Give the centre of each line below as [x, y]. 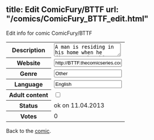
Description [29, 50]
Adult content [29, 95]
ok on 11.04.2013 [79, 105]
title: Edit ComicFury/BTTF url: [62, 10]
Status [29, 106]
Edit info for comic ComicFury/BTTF [49, 33]
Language [28, 85]
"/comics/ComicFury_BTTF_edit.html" [77, 19]
